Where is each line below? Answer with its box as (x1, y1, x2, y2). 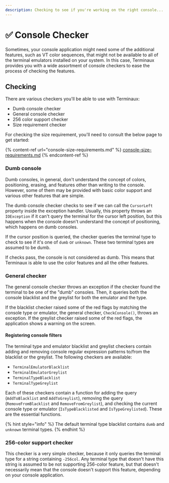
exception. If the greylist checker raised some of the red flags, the (5, 315, 142, 321)
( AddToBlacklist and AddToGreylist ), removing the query (5, 395, 124, 401)
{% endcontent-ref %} (41, 152, 88, 158)
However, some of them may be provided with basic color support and (5, 187, 152, 193)
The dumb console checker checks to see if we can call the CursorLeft (5, 202, 153, 208)
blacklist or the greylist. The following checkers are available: (5, 354, 132, 360)
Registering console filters (5, 332, 62, 338)
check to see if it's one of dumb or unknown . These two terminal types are (5, 239, 154, 245)
